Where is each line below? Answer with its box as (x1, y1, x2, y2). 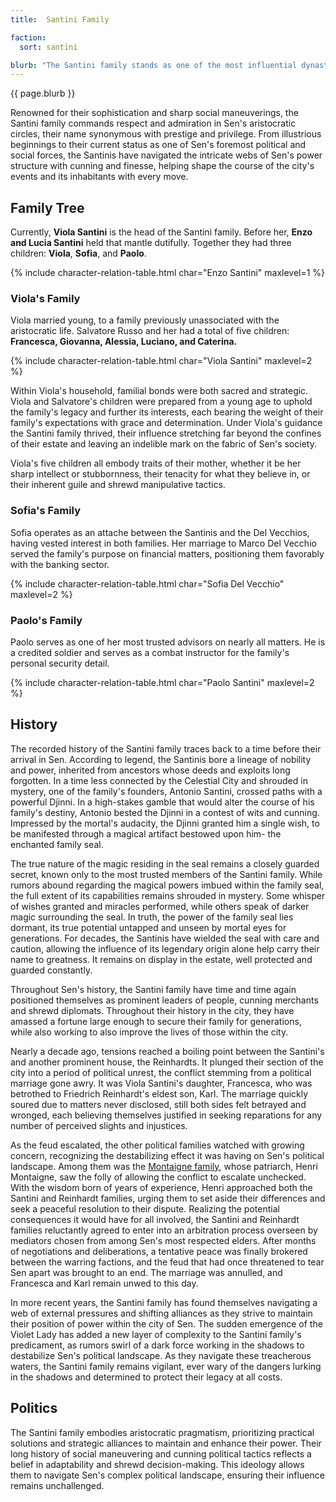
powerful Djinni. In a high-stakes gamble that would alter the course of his (10, 796, 315, 808)
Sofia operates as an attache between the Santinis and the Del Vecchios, (10, 526, 310, 538)
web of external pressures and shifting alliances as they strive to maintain (10, 1307, 313, 1319)
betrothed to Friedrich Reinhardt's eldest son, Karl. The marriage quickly (10, 1087, 309, 1100)
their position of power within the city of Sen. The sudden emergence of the (10, 1317, 323, 1330)
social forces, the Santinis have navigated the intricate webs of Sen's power (10, 149, 323, 161)
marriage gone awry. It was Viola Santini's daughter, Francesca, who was (10, 1077, 313, 1089)
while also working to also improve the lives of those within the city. (10, 1026, 289, 1038)
